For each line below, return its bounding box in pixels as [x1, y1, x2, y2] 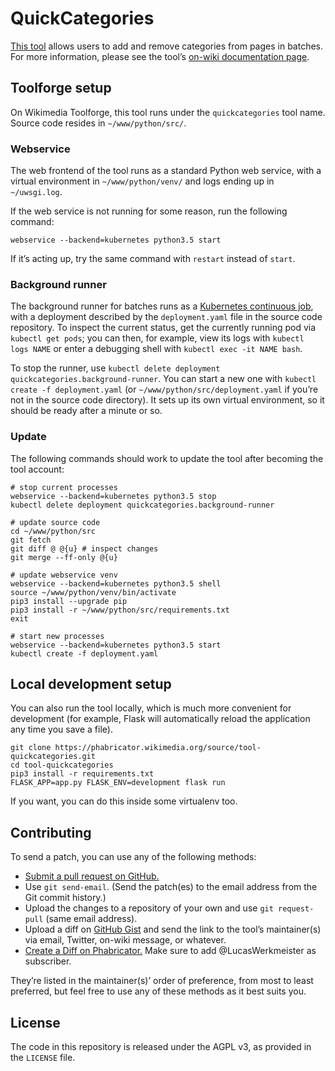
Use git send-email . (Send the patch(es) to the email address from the [24, 881, 318, 893]
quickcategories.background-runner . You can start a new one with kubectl [10, 373, 317, 385]
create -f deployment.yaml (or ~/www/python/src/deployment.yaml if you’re [10, 383, 319, 396]
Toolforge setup [10, 80, 112, 97]
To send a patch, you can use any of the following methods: [10, 851, 257, 863]
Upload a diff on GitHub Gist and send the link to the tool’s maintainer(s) [24, 923, 322, 936]
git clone [10, 743, 52, 753]
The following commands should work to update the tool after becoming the [10, 452, 324, 464]
